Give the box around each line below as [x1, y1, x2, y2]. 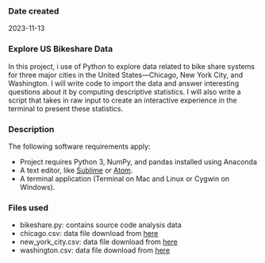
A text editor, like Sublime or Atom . [19, 165, 133, 175]
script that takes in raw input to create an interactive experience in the [8, 95, 237, 105]
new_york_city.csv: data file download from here [19, 237, 179, 247]
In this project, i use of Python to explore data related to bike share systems [8, 61, 255, 71]
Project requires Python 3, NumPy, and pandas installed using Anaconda [19, 157, 258, 166]
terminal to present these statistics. [8, 103, 124, 113]
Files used [8, 202, 49, 213]
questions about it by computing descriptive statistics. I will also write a [8, 87, 241, 96]
